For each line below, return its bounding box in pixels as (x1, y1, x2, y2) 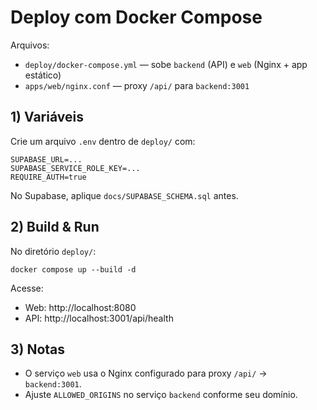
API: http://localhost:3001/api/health (24, 312, 174, 324)
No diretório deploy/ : (10, 245, 97, 257)
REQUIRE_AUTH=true (10, 172, 87, 182)
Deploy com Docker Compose (10, 6, 263, 29)
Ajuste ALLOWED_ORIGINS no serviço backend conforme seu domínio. (24, 389, 298, 401)
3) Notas (10, 341, 66, 358)
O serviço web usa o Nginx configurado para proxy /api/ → (24, 367, 268, 380)
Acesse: (10, 282, 44, 294)
